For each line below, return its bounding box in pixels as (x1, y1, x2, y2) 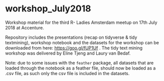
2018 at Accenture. (5, 24, 44, 30)
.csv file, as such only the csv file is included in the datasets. (5, 70, 130, 76)
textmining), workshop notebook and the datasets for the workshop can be (5, 39, 160, 45)
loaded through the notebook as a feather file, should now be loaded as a (5, 65, 156, 71)
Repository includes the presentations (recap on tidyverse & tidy (5, 34, 138, 40)
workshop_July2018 (5, 3, 91, 14)
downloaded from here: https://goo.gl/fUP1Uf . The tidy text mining (5, 45, 143, 51)
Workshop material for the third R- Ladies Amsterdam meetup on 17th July (5, 19, 158, 25)
